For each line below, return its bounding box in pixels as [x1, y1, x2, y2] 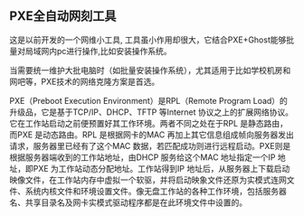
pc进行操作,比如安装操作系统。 [56, 45, 172, 56]
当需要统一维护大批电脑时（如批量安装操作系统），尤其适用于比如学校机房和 [9, 64, 291, 75]
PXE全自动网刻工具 [9, 8, 117, 24]
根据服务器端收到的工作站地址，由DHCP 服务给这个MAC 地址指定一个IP [9, 152, 276, 163]
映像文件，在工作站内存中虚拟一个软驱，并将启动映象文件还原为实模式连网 [9, 174, 287, 185]
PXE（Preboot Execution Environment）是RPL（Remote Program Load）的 [9, 95, 288, 106]
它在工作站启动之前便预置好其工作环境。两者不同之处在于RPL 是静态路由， [9, 117, 288, 128]
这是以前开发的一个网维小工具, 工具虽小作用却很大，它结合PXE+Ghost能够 [9, 34, 287, 45]
